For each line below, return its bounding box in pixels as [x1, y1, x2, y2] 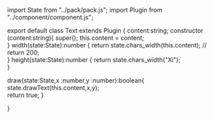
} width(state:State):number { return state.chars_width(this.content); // [7, 41, 207, 49]
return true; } [7, 91, 44, 99]
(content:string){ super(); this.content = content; [7, 34, 145, 42]
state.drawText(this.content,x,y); [7, 84, 100, 91]
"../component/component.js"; [7, 13, 93, 21]
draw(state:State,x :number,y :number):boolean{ [7, 76, 145, 85]
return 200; [7, 48, 40, 56]
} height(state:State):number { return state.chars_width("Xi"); [7, 56, 181, 64]
